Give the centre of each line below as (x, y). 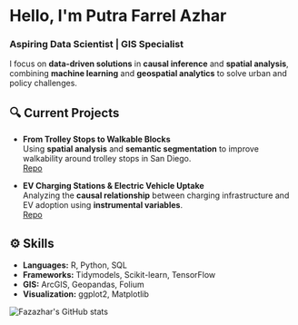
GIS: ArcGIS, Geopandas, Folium (83, 285)
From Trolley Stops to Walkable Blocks (96, 139)
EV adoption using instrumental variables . (103, 205)
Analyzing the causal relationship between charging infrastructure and (156, 195)
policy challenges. (43, 84)
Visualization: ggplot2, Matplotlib (86, 294)
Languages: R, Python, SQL (74, 265)
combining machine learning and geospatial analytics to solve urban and (149, 74)
